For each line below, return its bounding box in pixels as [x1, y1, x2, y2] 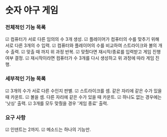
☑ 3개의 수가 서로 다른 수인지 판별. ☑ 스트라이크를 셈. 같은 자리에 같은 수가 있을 [5, 88, 162, 94]
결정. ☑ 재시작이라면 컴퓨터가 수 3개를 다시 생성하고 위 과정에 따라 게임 [14, 55, 154, 61]
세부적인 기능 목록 [5, 75, 46, 82]
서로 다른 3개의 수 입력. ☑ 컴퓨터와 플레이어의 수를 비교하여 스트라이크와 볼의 [5, 42, 157, 48]
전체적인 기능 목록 [5, 24, 46, 31]
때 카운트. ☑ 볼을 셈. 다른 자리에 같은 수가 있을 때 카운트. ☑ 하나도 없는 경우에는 [5, 94, 162, 100]
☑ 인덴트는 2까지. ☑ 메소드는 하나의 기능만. [5, 126, 91, 132]
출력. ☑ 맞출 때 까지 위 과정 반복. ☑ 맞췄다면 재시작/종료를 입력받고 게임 [10, 49, 151, 55]
